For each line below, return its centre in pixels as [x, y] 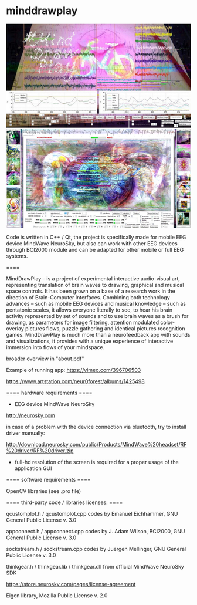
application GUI [33, 468]
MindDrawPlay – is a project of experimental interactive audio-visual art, [93, 279]
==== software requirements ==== [48, 480]
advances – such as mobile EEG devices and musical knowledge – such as [96, 304]
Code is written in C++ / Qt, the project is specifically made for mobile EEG [96, 237]
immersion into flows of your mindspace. [55, 347]
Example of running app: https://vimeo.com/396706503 [74, 370]
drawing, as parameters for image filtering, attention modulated [83, 322]
